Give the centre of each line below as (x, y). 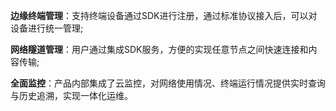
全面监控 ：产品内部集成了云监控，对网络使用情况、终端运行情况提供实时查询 (168, 83)
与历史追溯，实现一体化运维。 (71, 95)
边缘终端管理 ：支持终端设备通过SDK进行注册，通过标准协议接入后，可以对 (164, 15)
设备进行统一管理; (47, 28)
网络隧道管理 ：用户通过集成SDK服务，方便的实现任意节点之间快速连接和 (159, 49)
